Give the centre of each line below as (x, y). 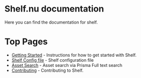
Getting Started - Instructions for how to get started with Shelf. (74, 55)
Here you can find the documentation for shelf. (51, 22)
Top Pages (26, 42)
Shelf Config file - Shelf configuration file (53, 60)
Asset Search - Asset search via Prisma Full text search (67, 65)
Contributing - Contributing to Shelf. (47, 70)
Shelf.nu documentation (54, 9)
